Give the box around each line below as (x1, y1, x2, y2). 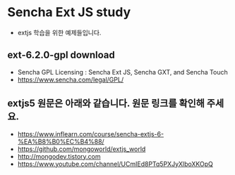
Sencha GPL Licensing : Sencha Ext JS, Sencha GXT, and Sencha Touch (17, 67, 228, 76)
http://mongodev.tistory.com (17, 152, 101, 160)
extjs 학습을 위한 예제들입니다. (17, 28, 102, 37)
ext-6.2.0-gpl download (7, 49, 115, 61)
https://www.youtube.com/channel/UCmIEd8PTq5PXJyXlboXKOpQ (17, 160, 213, 168)
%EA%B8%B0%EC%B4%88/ (17, 137, 104, 145)
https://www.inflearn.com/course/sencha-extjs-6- (17, 129, 164, 138)
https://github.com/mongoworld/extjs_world (17, 145, 146, 153)
